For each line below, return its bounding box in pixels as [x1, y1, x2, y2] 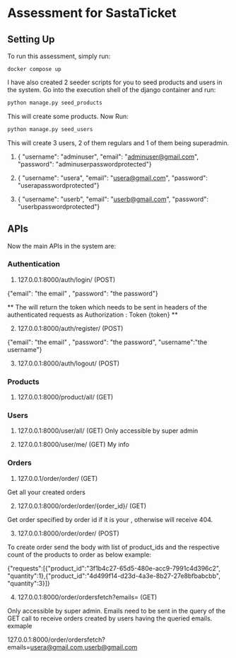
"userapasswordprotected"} [17, 181, 100, 189]
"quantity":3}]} [7, 579, 51, 587]
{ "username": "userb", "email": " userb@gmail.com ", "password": [17, 195, 208, 203]
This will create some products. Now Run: [7, 112, 129, 120]
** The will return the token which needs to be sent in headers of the [7, 302, 207, 311]
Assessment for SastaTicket [7, 5, 177, 21]
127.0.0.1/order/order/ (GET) [17, 474, 98, 482]
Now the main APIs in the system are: [7, 242, 117, 250]
